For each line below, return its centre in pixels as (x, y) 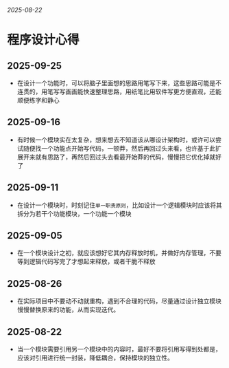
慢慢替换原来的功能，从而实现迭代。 (68, 310)
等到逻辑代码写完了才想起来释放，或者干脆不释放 (86, 261)
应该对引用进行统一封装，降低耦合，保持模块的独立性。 (95, 358)
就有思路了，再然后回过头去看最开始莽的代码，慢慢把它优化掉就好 (128, 157)
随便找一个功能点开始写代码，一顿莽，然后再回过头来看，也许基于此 (119, 148)
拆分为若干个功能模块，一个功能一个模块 (74, 213)
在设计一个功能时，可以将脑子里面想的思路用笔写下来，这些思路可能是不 (119, 83)
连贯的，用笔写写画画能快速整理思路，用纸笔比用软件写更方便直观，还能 (119, 91)
